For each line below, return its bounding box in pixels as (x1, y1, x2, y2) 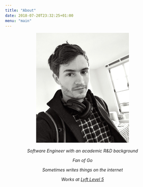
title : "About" (5, 8, 36, 13)
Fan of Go (72, 158, 93, 163)
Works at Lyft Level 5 (61, 177, 104, 183)
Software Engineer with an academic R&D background (27, 148, 139, 154)
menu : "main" (5, 18, 32, 23)
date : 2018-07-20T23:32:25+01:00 (5, 13, 74, 18)
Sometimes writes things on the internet (42, 167, 123, 173)
